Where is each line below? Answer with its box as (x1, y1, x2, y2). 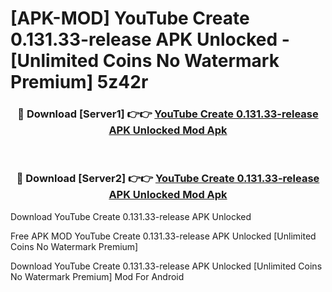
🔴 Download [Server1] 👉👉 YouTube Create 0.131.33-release (17, 107, 319, 121)
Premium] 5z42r (10, 71, 149, 94)
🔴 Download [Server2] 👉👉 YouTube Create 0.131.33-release (16, 172, 320, 186)
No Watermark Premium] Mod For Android (10, 270, 185, 282)
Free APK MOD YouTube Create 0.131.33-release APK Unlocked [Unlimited (10, 230, 317, 242)
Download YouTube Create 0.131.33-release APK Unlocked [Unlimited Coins (10, 260, 323, 272)
